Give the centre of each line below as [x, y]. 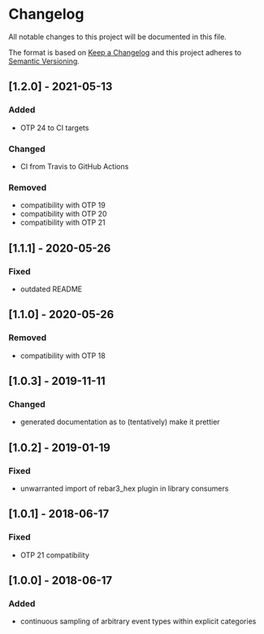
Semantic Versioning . [44, 61]
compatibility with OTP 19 [63, 205]
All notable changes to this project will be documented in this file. [118, 37]
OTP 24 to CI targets [54, 128]
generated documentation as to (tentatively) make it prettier [120, 422]
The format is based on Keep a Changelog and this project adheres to [125, 52]
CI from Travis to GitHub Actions [74, 166]
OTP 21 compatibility [54, 555]
